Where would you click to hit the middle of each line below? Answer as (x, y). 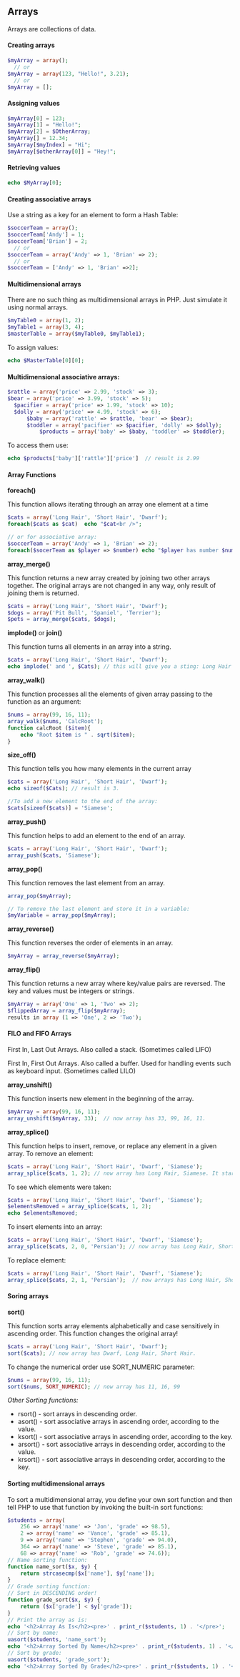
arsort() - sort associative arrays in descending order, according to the (121, 1444)
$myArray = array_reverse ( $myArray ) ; (64, 956)
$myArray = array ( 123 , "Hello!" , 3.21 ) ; (69, 74)
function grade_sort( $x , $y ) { (54, 1600)
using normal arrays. (38, 307)
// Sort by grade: (35, 1653)
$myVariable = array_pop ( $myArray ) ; (62, 915)
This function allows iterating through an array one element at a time (108, 504)
